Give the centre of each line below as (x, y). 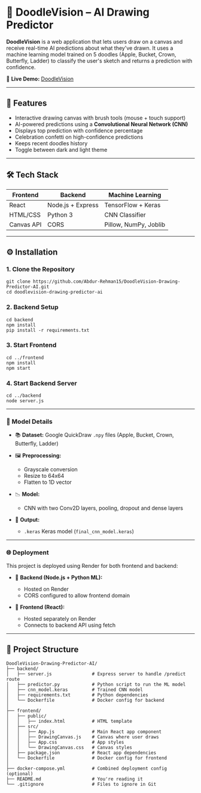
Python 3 (60, 214)
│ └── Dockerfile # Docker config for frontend (87, 758)
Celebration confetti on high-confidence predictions (79, 137)
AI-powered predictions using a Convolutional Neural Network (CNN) (101, 124)
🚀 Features (27, 104)
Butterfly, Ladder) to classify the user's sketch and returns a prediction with (99, 61)
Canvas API (25, 225)
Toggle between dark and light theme (61, 149)
